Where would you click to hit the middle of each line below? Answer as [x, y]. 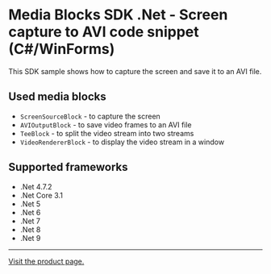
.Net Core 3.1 [41, 195]
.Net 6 [30, 212]
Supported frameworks [68, 167]
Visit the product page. [46, 261]
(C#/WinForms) [62, 49]
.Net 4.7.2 [36, 186]
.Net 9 [30, 238]
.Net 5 [30, 204]
